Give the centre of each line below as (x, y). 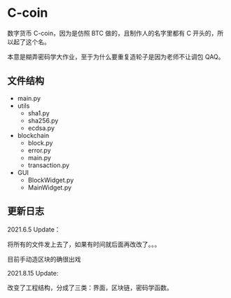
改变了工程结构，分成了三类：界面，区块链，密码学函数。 (90, 288)
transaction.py (49, 165)
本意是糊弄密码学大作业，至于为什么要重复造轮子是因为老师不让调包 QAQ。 (116, 57)
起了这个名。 (31, 42)
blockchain (33, 135)
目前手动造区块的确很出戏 (44, 259)
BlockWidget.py (51, 180)
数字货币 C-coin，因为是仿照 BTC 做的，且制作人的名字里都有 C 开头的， (112, 33)
